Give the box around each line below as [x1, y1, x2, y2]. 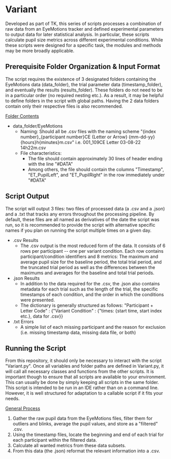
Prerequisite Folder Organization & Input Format [5, 62, 161, 71]
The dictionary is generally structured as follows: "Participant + [20, 302, 154, 308]
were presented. [20, 297, 55, 303]
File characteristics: [20, 150, 62, 156]
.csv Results [12, 237, 39, 243]
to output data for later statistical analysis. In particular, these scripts [5, 31, 150, 37]
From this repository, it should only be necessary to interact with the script [5, 357, 162, 364]
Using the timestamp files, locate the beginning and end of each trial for [12, 431, 164, 438]
